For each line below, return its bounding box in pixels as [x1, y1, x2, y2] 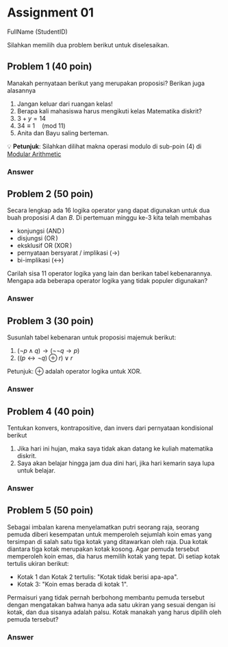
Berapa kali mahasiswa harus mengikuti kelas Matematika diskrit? [16, 106, 202, 115]
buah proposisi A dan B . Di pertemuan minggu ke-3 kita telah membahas [7, 214, 212, 222]
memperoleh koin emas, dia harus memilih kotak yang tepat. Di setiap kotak [7, 552, 220, 560]
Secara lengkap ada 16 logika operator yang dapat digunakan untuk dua [7, 206, 210, 214]
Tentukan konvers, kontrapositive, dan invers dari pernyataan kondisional [7, 424, 214, 432]
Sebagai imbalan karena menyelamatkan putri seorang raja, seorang [7, 523, 200, 531]
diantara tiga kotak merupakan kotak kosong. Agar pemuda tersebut [7, 545, 200, 553]
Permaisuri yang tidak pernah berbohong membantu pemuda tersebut [7, 593, 205, 602]
